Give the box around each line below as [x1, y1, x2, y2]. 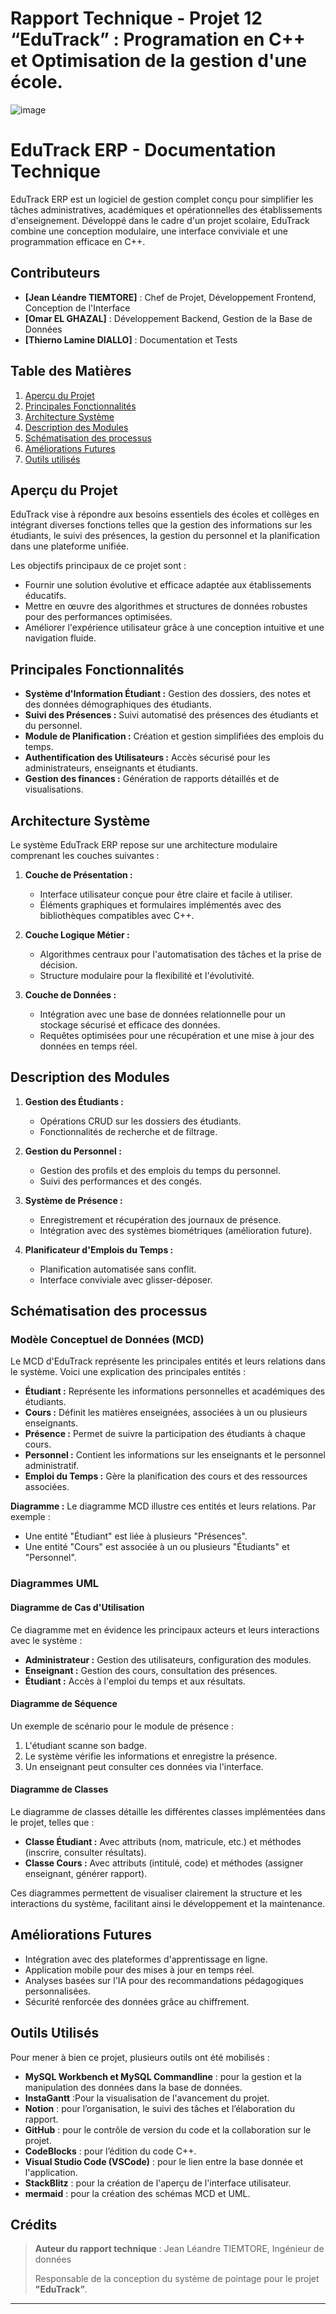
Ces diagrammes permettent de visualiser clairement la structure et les [10, 1887, 303, 1899]
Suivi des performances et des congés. [39, 1175, 202, 1187]
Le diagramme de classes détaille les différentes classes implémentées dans [10, 1805, 326, 1817]
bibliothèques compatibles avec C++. [39, 909, 195, 921]
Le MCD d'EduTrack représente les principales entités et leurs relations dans [10, 1355, 326, 1367]
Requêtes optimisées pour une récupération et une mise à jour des [39, 1029, 315, 1041]
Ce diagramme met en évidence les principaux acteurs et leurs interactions [10, 1623, 320, 1636]
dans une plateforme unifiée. [10, 540, 129, 552]
